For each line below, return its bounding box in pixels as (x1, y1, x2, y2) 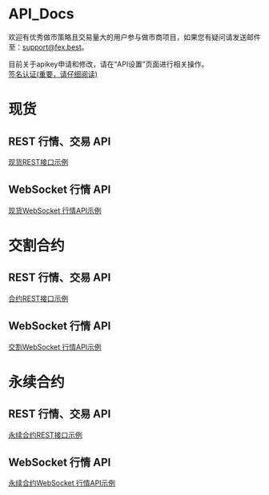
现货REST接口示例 (8, 157, 69, 166)
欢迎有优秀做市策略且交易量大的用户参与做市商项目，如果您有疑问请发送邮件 (8, 32, 261, 42)
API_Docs (8, 5, 74, 23)
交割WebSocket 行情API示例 (8, 341, 102, 352)
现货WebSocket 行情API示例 (8, 206, 102, 215)
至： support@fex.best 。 (8, 42, 89, 52)
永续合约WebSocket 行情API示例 (8, 478, 116, 488)
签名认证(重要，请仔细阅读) (8, 69, 98, 78)
